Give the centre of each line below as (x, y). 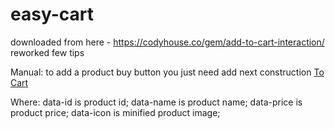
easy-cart (52, 14)
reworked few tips (47, 52)
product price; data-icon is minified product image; (115, 112)
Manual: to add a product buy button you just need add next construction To (167, 72)
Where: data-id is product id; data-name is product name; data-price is (156, 102)
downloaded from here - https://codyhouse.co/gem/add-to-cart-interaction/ (167, 42)
